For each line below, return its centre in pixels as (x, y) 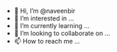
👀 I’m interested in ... (44, 18)
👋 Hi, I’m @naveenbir (45, 11)
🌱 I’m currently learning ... (52, 26)
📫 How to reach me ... (47, 41)
